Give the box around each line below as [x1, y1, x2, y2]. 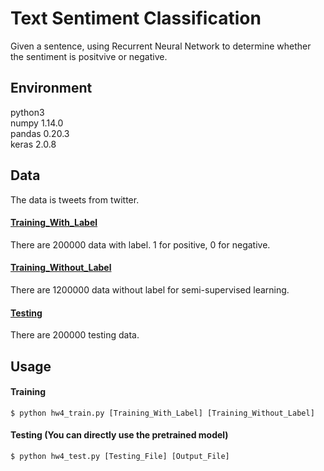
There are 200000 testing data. [10, 329, 140, 341]
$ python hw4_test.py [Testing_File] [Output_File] [10, 451, 230, 461]
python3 [10, 106, 45, 118]
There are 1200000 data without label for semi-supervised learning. [10, 283, 290, 296]
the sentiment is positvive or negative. [10, 50, 168, 62]
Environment [10, 80, 93, 97]
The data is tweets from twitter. [10, 193, 140, 206]
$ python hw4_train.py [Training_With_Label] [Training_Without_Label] [10, 408, 315, 418]
